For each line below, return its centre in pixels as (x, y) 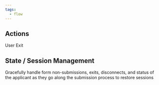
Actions (17, 34)
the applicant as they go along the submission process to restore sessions (79, 78)
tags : (10, 9)
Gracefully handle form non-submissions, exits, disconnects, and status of (79, 72)
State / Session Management (50, 60)
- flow (16, 14)
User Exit (14, 45)
